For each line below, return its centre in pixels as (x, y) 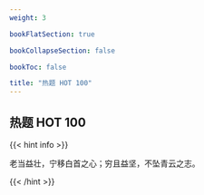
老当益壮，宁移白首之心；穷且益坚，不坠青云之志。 (105, 163)
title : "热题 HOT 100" (51, 83)
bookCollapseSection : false (63, 51)
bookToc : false (38, 67)
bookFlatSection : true (52, 34)
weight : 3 (28, 18)
